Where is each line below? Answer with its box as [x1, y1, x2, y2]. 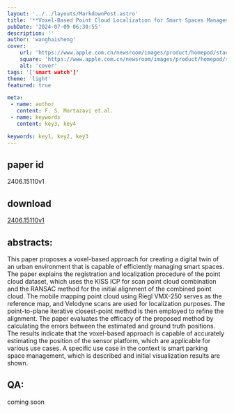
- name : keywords [10, 114, 61, 121]
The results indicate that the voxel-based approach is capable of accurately [7, 329, 225, 338]
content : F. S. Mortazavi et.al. [16, 108, 114, 115]
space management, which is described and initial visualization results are [7, 351, 221, 360]
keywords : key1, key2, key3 [7, 133, 89, 140]
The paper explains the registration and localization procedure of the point [7, 270, 221, 278]
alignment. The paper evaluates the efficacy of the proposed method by [7, 314, 214, 322]
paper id [7, 159, 44, 171]
